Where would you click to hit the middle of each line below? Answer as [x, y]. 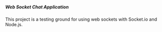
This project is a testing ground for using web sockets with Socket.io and [81, 19]
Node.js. [14, 24]
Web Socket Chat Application [37, 7]
